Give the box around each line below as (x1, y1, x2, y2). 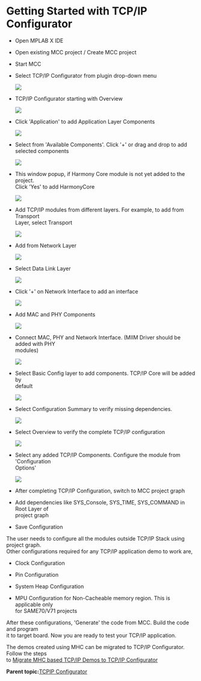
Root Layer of (14, 505, 49, 512)
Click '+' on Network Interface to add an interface (14, 287, 138, 295)
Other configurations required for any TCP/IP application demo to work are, (6, 547, 193, 555)
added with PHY (14, 340, 55, 347)
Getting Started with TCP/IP (6, 4, 147, 18)
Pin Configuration (14, 571, 59, 578)
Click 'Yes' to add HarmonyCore (14, 183, 95, 190)
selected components (14, 147, 69, 154)
